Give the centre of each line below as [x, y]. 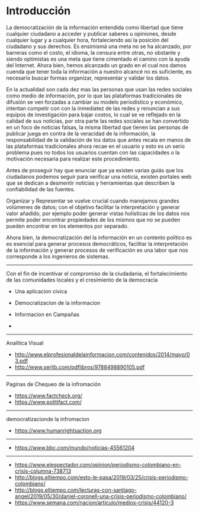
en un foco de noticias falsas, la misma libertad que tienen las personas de [97, 127]
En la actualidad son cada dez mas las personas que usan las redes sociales [99, 89]
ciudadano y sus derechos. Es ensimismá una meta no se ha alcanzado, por [99, 46]
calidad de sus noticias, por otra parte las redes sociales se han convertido [98, 121]
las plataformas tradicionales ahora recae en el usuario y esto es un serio [96, 146]
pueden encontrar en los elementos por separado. [68, 226]
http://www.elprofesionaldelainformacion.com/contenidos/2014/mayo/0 [102, 354]
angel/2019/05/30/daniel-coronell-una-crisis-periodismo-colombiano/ [100, 496]
